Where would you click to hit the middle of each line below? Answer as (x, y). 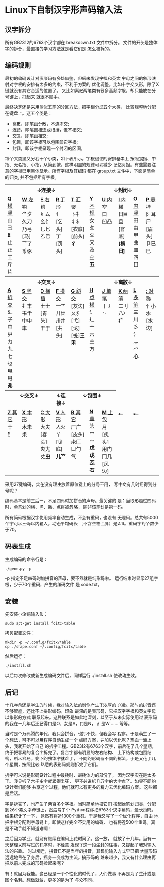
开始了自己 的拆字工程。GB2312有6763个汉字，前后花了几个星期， (89, 746)
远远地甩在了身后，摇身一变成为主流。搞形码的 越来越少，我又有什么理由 (78, 857)
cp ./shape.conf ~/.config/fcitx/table (46, 647)
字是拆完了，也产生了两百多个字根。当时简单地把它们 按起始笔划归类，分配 (81, 804)
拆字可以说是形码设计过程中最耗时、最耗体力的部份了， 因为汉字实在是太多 (81, 775)
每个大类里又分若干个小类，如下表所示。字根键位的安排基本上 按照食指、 (78, 158)
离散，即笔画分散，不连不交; (41, 124)
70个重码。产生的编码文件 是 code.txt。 (62, 584)
